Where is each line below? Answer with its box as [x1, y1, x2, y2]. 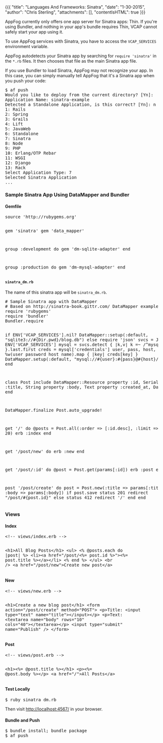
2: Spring [5, 112, 28, 117]
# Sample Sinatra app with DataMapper [5, 299, 98, 304]
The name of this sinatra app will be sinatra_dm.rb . [5, 289, 107, 295]
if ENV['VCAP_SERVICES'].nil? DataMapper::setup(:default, [5, 332, 149, 338]
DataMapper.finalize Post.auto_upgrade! [5, 407, 103, 413]
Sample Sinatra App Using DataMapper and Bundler [5, 191, 130, 198]
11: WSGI [5, 155, 26, 161]
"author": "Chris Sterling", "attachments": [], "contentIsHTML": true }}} [5, 9, 146, 15]
